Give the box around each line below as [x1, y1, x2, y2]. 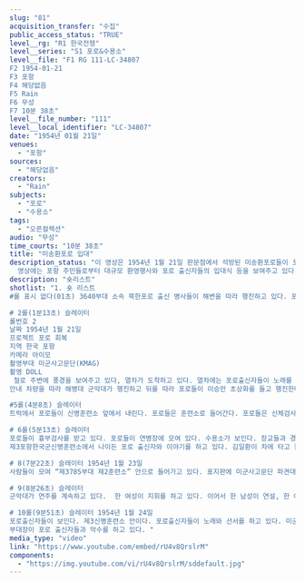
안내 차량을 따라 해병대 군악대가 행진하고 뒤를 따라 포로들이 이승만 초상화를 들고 [9, 384, 272, 393]
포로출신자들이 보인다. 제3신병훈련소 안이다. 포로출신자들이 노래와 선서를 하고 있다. [9, 517, 282, 527]
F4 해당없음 [9, 81, 47, 90]
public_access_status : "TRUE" [9, 30, 124, 39]
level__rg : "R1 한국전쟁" [9, 38, 100, 48]
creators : [9, 173, 47, 182]
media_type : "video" [9, 533, 88, 543]
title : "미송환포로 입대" [9, 250, 94, 259]
